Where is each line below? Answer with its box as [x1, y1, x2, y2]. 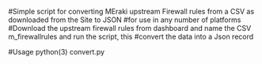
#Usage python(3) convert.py [8, 47, 105, 56]
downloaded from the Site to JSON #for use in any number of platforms [8, 15, 241, 24]
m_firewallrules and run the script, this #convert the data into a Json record [8, 32, 254, 41]
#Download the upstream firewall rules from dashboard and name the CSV [8, 24, 252, 32]
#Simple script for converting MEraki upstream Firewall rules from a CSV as [8, 7, 255, 16]
